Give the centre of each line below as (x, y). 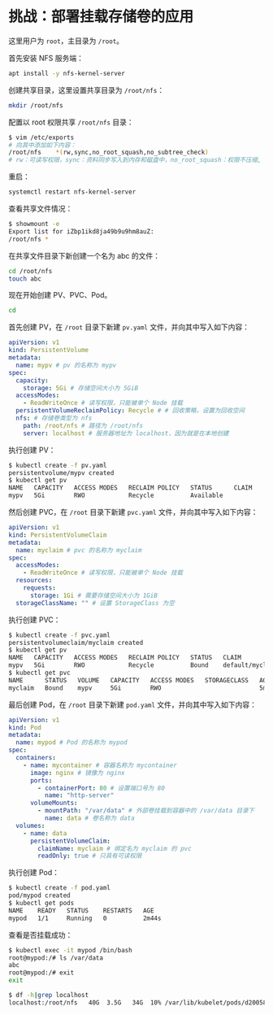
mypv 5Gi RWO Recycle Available (116, 496)
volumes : (30, 826)
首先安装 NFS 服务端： (46, 58)
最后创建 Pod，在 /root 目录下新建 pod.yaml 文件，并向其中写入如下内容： (133, 704)
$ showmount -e (34, 224)
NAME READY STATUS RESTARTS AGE (81, 910)
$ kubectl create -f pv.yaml (58, 465)
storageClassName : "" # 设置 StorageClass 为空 (95, 603)
